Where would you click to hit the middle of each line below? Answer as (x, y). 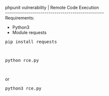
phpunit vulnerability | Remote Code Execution (52, 8)
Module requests (29, 32)
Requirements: (20, 18)
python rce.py (22, 60)
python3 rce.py (23, 88)
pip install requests (31, 42)
